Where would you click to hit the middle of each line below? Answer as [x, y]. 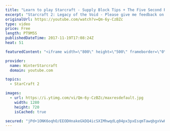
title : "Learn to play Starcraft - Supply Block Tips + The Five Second [83, 10]
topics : [13, 79]
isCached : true [30, 112]
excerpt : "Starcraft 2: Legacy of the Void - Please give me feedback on [85, 15]
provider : [16, 61]
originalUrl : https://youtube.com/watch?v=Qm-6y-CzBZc [64, 19]
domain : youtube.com [31, 70]
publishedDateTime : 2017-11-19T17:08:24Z [50, 38]
